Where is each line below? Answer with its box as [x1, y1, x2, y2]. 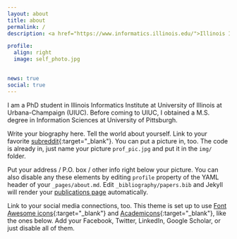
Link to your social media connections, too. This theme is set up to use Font [7, 201, 227, 209]
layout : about [7, 10, 49, 18]
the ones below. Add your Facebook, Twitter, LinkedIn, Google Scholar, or [7, 216, 221, 225]
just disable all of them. [7, 224, 75, 232]
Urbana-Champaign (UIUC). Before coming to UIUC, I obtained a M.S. [7, 108, 210, 117]
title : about [7, 17, 46, 24]
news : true [7, 75, 39, 82]
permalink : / [7, 23, 46, 30]
